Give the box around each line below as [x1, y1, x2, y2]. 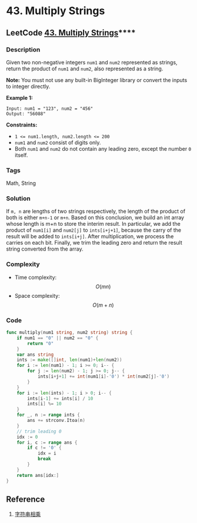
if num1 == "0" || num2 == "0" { [16, 335, 99, 341]
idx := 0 [16, 434, 38, 440]
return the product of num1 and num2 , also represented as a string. [6, 65, 163, 72]
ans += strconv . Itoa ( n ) [27, 418, 85, 424]
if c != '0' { [27, 445, 62, 451]
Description [6, 46, 41, 54]
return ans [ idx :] [16, 472, 59, 478]
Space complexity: [14, 292, 60, 299]
